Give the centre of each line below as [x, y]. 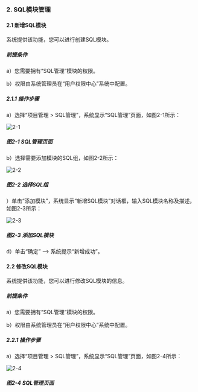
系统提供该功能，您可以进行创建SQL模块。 [59, 40]
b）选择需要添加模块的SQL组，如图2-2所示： [62, 158]
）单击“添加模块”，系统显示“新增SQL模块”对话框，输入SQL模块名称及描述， [101, 201]
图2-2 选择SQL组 [27, 185]
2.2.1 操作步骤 [24, 340]
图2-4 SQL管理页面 [30, 383]
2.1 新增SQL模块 [26, 25]
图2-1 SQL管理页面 [30, 141]
